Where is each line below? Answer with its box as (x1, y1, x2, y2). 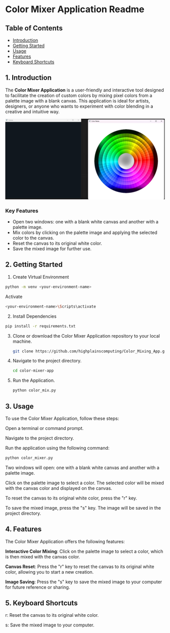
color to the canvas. (12, 235, 55, 241)
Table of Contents (5, 24, 63, 32)
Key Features (5, 207, 39, 214)
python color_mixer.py (5, 455, 53, 460)
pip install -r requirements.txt (5, 323, 76, 328)
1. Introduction (5, 74, 52, 82)
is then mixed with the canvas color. (5, 553, 80, 559)
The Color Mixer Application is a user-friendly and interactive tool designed (5, 87, 164, 93)
